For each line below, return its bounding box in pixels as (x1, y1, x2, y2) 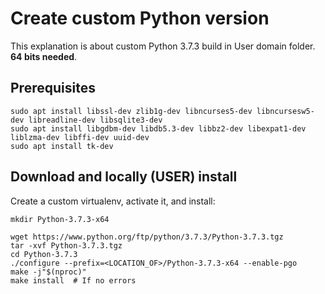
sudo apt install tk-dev (10, 141, 114, 151)
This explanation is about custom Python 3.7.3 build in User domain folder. (10, 40, 316, 52)
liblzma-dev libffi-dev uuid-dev (10, 132, 150, 142)
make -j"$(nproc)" (10, 267, 87, 277)
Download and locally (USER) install (10, 168, 238, 186)
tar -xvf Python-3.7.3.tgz (10, 240, 123, 251)
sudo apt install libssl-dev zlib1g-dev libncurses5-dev (10, 106, 253, 116)
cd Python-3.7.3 (10, 249, 78, 259)
